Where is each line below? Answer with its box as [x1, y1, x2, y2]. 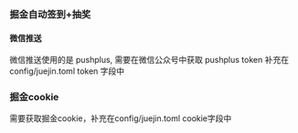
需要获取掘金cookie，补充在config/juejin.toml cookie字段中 [9, 113, 232, 124]
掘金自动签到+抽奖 [9, 7, 91, 20]
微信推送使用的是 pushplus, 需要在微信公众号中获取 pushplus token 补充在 [9, 55, 290, 66]
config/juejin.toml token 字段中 [9, 66, 125, 77]
